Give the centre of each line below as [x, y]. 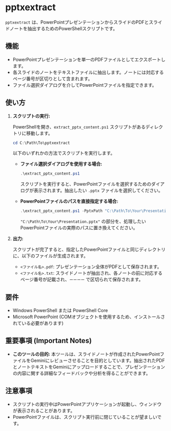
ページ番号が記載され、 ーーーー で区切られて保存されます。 [82, 279]
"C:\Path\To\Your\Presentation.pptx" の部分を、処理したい [83, 222]
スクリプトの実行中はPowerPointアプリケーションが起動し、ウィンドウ [87, 404]
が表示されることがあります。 [44, 411]
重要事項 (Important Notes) [49, 341]
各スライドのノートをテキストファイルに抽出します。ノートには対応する [88, 72]
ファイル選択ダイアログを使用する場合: [61, 164]
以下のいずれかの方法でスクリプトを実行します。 [64, 153]
